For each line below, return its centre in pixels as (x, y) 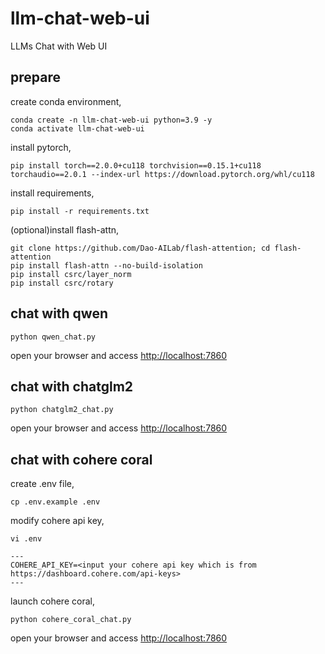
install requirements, (52, 193)
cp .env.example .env (55, 502)
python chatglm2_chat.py (62, 410)
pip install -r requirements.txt (80, 211)
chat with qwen (59, 313)
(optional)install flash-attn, (65, 229)
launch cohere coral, (52, 601)
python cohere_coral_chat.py (71, 620)
